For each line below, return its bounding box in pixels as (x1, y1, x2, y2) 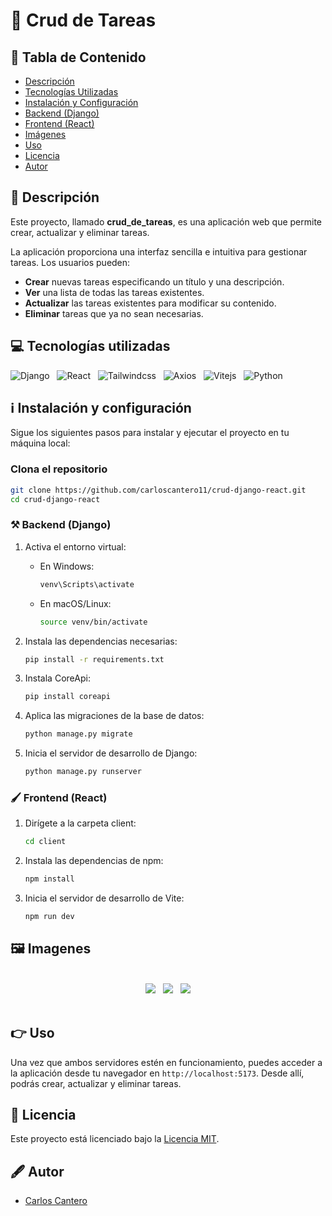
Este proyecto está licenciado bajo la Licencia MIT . (10, 1133, 220, 1145)
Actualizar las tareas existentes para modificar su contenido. (24, 297, 277, 309)
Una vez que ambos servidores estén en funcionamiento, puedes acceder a (10, 1056, 323, 1068)
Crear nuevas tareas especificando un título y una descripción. (24, 275, 285, 288)
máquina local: (10, 437, 71, 449)
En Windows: (39, 560, 95, 572)
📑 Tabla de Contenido (10, 49, 147, 66)
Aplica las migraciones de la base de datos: (24, 710, 205, 722)
